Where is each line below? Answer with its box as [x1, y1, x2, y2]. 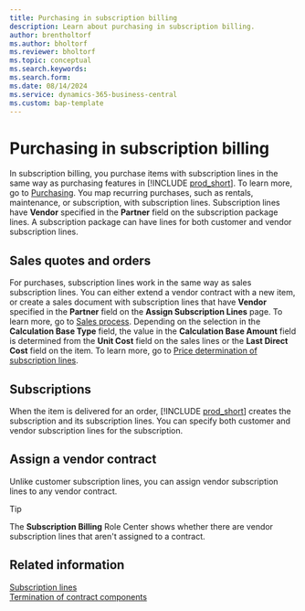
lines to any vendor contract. [9, 486, 118, 497]
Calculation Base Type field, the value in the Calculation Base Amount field [9, 326, 297, 337]
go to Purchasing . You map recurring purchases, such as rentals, [9, 188, 254, 198]
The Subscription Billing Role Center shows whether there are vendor [9, 520, 274, 531]
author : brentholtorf [9, 30, 92, 39]
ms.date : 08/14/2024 [9, 81, 89, 91]
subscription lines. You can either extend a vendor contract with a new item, [9, 287, 296, 298]
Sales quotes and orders [9, 252, 152, 268]
